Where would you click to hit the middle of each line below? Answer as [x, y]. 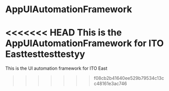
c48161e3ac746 [110, 84]
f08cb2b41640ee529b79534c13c [129, 78]
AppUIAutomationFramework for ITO [84, 43]
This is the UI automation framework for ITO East [57, 68]
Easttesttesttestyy [45, 54]
